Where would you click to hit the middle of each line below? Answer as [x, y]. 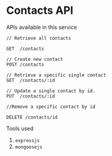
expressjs [27, 140]
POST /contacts [25, 64]
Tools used [20, 128]
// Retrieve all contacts [39, 38]
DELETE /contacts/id [32, 117]
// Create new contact [35, 59]
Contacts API [40, 11]
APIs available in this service [42, 27]
